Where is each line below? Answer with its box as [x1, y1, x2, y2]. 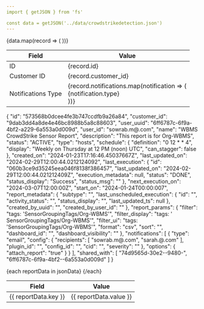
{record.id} [68, 62, 99, 70]
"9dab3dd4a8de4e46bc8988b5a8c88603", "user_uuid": [6, 119, 150, 126]
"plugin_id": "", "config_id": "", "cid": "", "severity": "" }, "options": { [6, 242, 176, 250]
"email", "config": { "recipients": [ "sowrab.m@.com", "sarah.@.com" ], [6, 236, 184, 244]
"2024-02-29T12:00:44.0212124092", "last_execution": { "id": [6, 158, 162, 165]
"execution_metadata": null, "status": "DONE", [75, 171, 191, 178]
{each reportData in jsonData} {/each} [6, 267, 102, 275]
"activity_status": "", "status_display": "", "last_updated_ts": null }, [6, 197, 170, 204]
